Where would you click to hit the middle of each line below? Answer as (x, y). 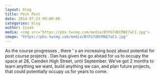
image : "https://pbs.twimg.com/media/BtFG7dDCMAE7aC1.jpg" (67, 37)
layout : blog (18, 10)
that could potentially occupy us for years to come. (56, 71)
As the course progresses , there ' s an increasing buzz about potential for (80, 50)
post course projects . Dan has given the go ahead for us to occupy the (77, 56)
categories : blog (23, 23)
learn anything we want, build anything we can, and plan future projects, (78, 66)
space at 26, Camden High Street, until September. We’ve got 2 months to (80, 61)
